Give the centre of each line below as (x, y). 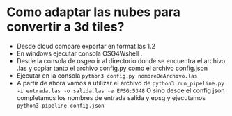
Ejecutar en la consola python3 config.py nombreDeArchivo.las (107, 75)
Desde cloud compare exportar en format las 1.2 (86, 46)
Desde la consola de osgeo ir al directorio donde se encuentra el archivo (121, 60)
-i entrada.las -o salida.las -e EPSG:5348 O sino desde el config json (121, 90)
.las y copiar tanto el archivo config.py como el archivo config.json (112, 68)
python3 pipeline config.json (61, 106)
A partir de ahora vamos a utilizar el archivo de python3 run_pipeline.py (120, 83)
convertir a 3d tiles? (65, 27)
